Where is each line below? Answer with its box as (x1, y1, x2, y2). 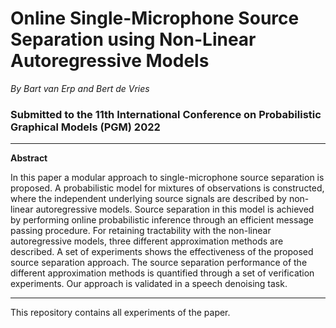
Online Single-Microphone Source (10, 7, 300, 30)
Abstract (10, 152, 48, 164)
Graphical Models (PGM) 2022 (10, 120, 161, 134)
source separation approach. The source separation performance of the (10, 257, 308, 269)
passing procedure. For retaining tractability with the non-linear (10, 225, 272, 237)
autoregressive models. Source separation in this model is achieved (35, 203, 315, 216)
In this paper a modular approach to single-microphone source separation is (10, 172, 325, 184)
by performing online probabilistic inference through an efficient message (10, 214, 314, 226)
